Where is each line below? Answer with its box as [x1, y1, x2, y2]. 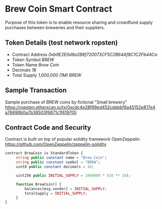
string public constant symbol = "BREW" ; [15, 160, 101, 165]
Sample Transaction [5, 86, 67, 95]
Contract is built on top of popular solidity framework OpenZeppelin [5, 136, 140, 142]
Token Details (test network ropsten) [5, 39, 118, 47]
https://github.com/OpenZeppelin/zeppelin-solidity [5, 142, 106, 147]
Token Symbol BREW [12, 57, 54, 63]
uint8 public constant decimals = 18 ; [15, 164, 94, 169]
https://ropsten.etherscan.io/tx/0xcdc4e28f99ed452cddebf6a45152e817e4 [5, 104, 156, 110]
